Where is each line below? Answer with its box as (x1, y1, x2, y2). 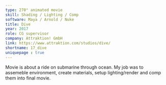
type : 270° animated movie (5, 7, 63, 13)
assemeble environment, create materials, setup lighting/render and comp (5, 69, 161, 75)
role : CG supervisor (5, 31, 50, 36)
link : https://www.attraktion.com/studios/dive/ (5, 41, 111, 46)
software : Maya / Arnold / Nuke (5, 17, 74, 22)
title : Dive (5, 21, 31, 27)
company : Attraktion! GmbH (5, 36, 63, 41)
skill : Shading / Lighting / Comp (5, 12, 79, 17)
